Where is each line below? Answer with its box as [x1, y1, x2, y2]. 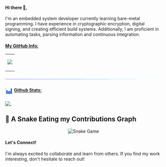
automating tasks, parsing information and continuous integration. [5, 31, 140, 37]
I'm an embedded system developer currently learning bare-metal [5, 15, 140, 21]
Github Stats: [14, 87, 42, 93]
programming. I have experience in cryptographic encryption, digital [5, 21, 145, 27]
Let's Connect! [5, 140, 36, 146]
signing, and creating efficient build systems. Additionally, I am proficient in [5, 26, 159, 32]
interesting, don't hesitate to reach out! [5, 156, 85, 162]
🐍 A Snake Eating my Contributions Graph [5, 115, 137, 124]
